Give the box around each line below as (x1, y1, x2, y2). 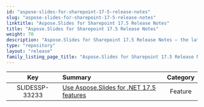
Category (166, 73, 195, 82)
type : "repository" (6, 43, 56, 49)
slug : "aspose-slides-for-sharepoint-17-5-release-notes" (6, 15, 156, 21)
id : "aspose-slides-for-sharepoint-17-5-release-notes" (6, 8, 151, 15)
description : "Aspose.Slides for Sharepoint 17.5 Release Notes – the (6, 37, 189, 43)
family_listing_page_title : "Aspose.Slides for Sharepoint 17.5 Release (6, 54, 194, 60)
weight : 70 (6, 31, 34, 37)
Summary (62, 73, 92, 82)
